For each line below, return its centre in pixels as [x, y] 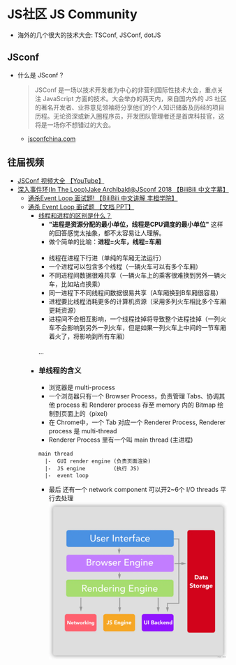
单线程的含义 [60, 371]
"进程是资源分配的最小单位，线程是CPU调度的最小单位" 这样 [136, 224]
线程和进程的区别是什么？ [75, 215]
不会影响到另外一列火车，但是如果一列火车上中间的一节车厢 [141, 327]
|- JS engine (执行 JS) [92, 468]
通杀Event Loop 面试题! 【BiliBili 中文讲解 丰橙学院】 [103, 198]
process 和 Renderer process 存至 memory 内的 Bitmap [137, 405]
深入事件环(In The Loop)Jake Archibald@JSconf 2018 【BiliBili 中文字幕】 [123, 189]
